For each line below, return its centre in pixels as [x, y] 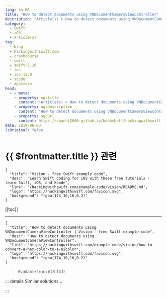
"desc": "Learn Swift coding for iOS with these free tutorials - [80, 179]
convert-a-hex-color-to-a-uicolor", [43, 249]
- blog [16, 47]
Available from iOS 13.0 [41, 272]
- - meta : [20, 93]
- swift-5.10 [23, 65]
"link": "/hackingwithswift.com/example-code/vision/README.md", [79, 187]
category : [15, 24]
